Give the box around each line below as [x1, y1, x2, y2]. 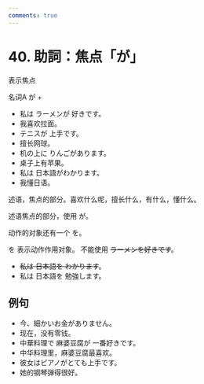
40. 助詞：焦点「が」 [8, 48, 144, 65]
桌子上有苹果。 [19, 158, 68, 168]
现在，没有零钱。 [19, 328, 75, 338]
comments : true [8, 11, 58, 20]
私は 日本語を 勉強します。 [19, 271, 106, 280]
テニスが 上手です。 [19, 128, 84, 138]
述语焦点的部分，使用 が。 [8, 211, 93, 220]
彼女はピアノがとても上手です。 [19, 358, 122, 367]
